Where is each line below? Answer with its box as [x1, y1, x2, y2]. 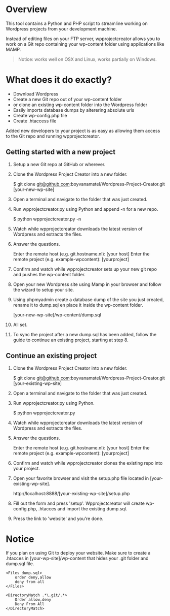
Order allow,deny [15, 597, 52, 602]
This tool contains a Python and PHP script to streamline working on [6, 20, 148, 26]
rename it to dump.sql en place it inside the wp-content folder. [13, 302, 143, 308]
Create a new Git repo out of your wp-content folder [13, 96, 122, 102]
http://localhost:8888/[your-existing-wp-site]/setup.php [13, 490, 130, 496]
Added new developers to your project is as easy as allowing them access [6, 127, 160, 134]
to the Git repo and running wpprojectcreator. [6, 133, 100, 139]
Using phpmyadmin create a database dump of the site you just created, [13, 296, 164, 303]
